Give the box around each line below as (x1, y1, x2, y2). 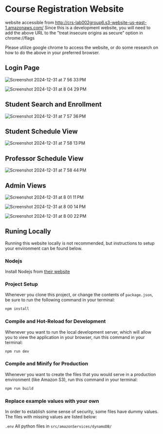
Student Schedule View (5, 127, 78, 135)
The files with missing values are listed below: (5, 414, 97, 419)
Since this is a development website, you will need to (44, 24, 151, 30)
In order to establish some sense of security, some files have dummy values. (5, 408, 159, 415)
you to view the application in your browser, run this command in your (5, 334, 145, 340)
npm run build (5, 386, 34, 391)
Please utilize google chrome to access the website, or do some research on (5, 44, 159, 50)
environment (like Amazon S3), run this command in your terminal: (5, 377, 138, 382)
